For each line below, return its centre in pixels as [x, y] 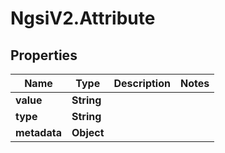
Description [142, 83]
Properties [44, 55]
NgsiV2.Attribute [83, 18]
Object [88, 132]
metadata [38, 132]
